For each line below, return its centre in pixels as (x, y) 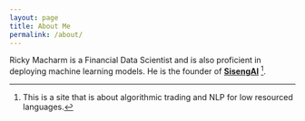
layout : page (34, 18)
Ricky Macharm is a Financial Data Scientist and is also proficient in (135, 60)
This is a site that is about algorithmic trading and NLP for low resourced (157, 98)
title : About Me (40, 26)
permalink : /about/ (46, 34)
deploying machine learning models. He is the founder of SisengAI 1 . (138, 70)
